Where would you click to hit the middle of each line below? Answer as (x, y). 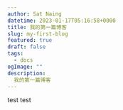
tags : (15, 54)
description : (27, 73)
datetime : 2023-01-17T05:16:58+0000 (61, 21)
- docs (23, 60)
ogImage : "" (25, 67)
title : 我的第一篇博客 (37, 27)
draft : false (27, 47)
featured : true (30, 40)
